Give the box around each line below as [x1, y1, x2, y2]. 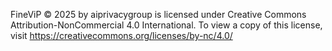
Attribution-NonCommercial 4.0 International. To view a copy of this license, [10, 19, 323, 31]
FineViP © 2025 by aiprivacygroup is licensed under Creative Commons [10, 9, 307, 20]
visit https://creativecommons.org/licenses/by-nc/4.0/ [10, 30, 233, 41]
